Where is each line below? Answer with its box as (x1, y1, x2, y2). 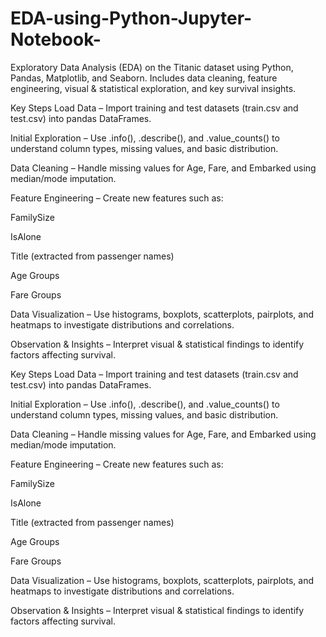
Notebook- (10, 28, 102, 51)
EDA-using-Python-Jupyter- (10, 7, 253, 30)
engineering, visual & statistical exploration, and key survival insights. (10, 82, 297, 94)
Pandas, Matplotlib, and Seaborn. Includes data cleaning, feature (10, 72, 278, 84)
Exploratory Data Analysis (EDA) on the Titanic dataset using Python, (10, 61, 294, 73)
